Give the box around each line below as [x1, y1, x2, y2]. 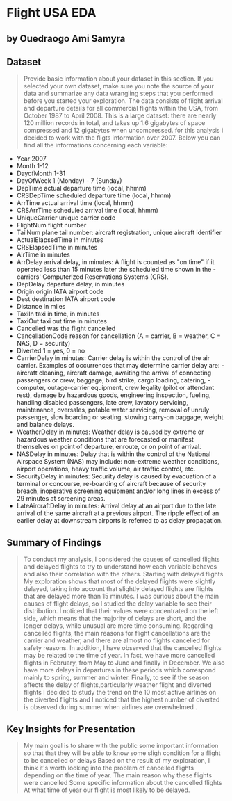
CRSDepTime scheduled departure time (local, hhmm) [16, 191, 172, 200]
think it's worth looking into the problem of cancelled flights [23, 763, 194, 772]
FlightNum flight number [16, 221, 87, 229]
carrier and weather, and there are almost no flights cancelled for [23, 636, 210, 645]
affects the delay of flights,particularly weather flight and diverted [23, 681, 213, 689]
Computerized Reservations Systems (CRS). [42, 273, 169, 281]
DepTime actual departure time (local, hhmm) [16, 184, 147, 193]
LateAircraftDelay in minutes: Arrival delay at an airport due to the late [16, 502, 217, 510]
